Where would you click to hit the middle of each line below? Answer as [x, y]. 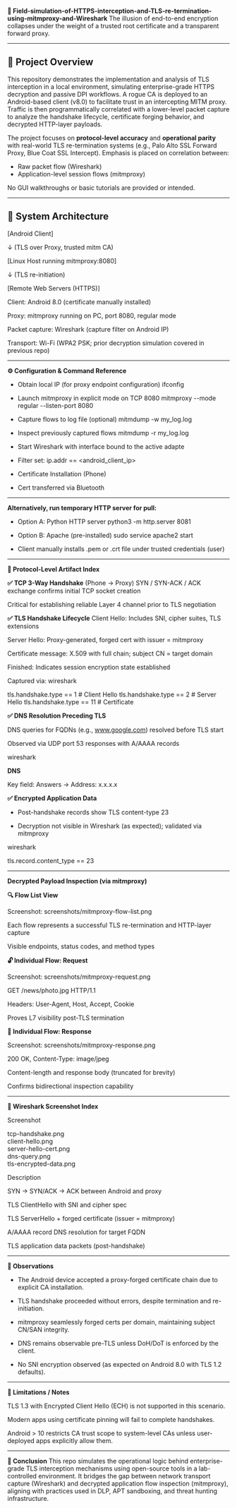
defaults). [31, 1372]
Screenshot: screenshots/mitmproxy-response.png [81, 1045]
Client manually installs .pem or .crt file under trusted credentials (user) [121, 549]
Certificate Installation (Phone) [62, 473]
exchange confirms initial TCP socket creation [74, 591]
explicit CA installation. [50, 1287]
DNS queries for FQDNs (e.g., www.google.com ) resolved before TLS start [116, 730]
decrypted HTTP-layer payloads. [55, 124]
